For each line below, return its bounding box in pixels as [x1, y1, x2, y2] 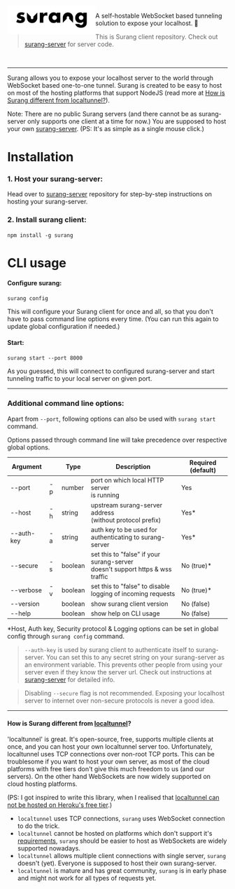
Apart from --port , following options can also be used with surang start [7, 414, 216, 423]
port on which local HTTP [90, 476, 164, 484]
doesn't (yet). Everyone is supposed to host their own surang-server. [17, 859, 217, 867]
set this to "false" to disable [90, 582, 170, 590]
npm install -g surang [7, 231, 73, 239]
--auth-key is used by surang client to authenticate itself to [24, 646, 194, 654]
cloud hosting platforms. [7, 780, 78, 788]
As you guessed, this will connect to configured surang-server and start [7, 367, 215, 376]
